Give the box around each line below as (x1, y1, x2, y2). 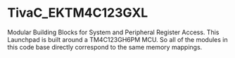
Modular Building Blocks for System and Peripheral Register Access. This (7, 28, 220, 36)
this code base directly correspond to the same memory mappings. (7, 43, 203, 51)
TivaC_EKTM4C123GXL (7, 5, 148, 21)
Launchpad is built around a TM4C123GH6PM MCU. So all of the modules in (7, 35, 229, 43)
